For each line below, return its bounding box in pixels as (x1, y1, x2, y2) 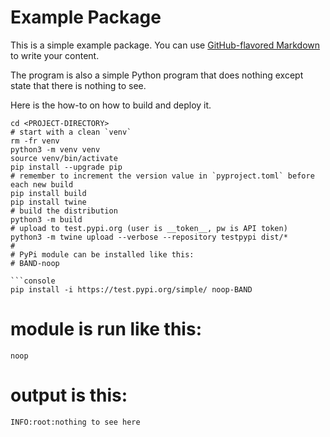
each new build (10, 179, 74, 190)
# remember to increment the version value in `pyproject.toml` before (10, 171, 315, 181)
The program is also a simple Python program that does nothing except (10, 69, 304, 81)
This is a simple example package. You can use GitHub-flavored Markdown (10, 39, 321, 51)
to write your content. (10, 49, 100, 61)
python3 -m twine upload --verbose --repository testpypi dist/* (10, 232, 288, 242)
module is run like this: (10, 318, 202, 341)
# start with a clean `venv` (10, 127, 132, 137)
